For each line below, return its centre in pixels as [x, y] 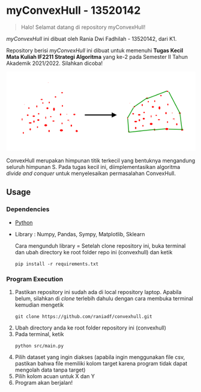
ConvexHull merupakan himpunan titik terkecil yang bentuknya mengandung [101, 161]
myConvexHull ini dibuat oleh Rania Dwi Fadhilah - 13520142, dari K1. [91, 38]
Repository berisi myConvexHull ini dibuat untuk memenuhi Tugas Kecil [95, 50]
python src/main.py [39, 346]
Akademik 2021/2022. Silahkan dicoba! [55, 63]
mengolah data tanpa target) [50, 370]
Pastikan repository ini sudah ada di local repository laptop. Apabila [98, 292]
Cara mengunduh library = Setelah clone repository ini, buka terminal [100, 246]
